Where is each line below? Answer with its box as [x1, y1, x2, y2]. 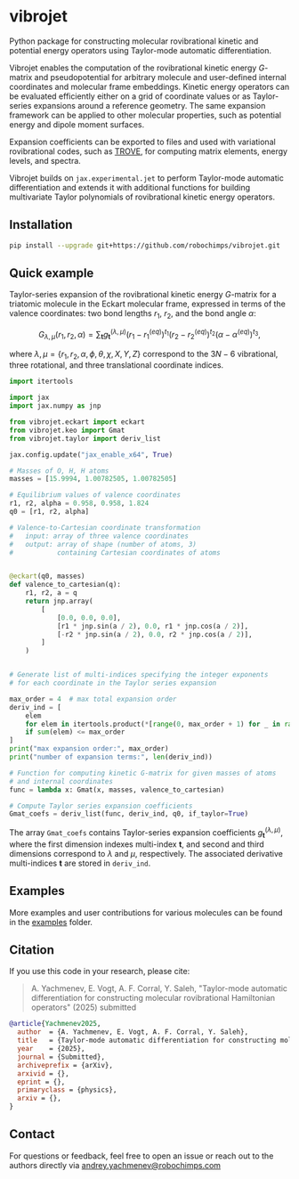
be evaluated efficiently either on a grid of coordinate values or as [9, 91, 251, 102]
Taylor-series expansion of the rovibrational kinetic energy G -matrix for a [9, 289, 278, 300]
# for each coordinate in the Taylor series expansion [9, 679, 217, 687]
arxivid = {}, [17, 1069, 69, 1078]
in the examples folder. [9, 916, 93, 927]
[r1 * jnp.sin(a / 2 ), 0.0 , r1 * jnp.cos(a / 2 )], [56, 622, 249, 630]
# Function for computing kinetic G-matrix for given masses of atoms [9, 768, 277, 777]
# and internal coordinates [9, 777, 114, 785]
